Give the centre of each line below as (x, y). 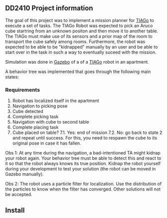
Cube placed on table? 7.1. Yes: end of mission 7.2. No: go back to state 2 (87, 132)
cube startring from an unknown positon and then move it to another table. (82, 31)
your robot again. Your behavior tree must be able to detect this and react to (83, 158)
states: (12, 76)
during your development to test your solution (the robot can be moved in (81, 169)
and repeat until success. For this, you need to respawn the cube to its (85, 138)
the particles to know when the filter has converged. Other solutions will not (83, 189)
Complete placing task (35, 127)
